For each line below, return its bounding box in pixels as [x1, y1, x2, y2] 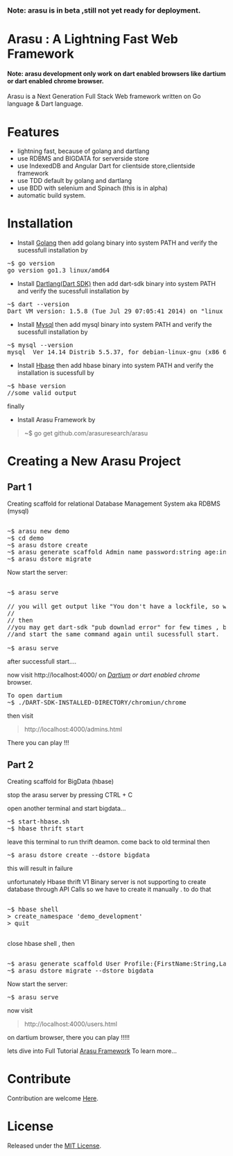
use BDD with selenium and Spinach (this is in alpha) [17, 184, 168, 193]
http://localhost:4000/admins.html [24, 725, 123, 734]
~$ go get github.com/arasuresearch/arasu [24, 429, 148, 437]
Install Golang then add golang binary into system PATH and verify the [17, 239, 218, 247]
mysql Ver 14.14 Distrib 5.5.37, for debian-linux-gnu [7, 348, 201, 356]
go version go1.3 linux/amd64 [7, 266, 110, 275]
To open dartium [7, 691, 62, 700]
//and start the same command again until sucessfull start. [7, 630, 220, 639]
